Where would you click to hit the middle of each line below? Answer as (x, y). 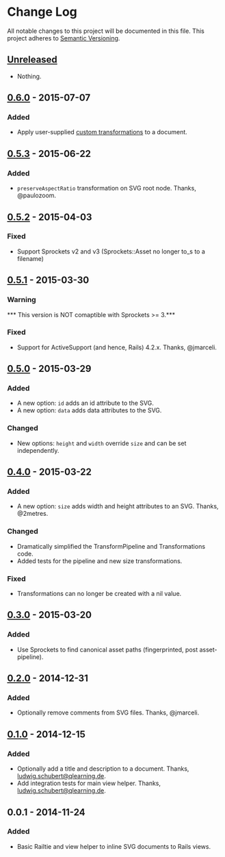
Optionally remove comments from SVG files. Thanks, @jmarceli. (108, 712)
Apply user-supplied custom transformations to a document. (102, 132)
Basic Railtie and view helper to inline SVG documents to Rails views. (114, 846)
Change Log (42, 12)
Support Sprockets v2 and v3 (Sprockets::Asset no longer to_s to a (111, 251)
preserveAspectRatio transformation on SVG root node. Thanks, (106, 188)
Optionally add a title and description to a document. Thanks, (103, 769)
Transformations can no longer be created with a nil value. (99, 594)
